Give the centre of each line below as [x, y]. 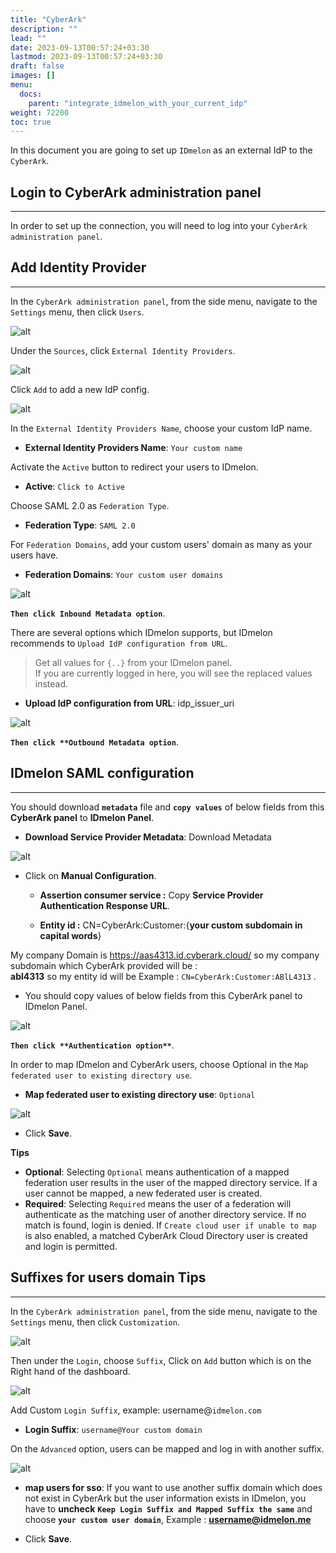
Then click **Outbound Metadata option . [94, 742]
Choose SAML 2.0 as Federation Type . [90, 505]
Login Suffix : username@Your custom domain [113, 1429]
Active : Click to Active [74, 486]
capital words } [70, 935]
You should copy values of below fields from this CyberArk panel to [163, 995]
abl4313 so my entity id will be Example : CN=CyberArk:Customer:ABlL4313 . [163, 976]
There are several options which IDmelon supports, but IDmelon [141, 632]
